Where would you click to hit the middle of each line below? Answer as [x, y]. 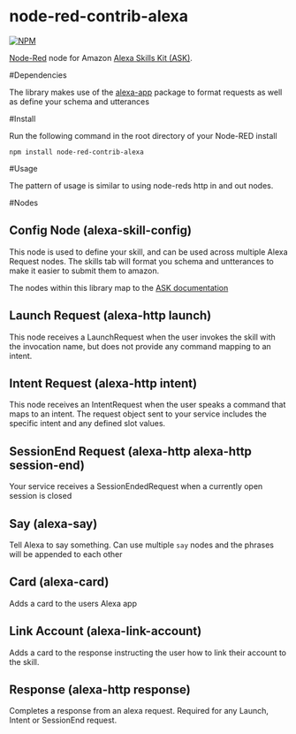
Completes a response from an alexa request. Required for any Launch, [139, 711]
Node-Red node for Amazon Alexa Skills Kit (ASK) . [101, 57]
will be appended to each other [66, 554]
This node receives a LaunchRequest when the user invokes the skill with [142, 337]
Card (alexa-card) [59, 582]
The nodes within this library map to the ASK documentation [119, 287]
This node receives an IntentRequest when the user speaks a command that [148, 405]
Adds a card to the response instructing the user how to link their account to [148, 653]
